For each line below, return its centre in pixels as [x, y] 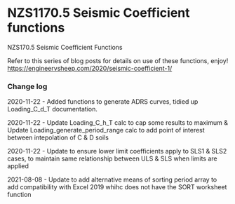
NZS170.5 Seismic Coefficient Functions [65, 47]
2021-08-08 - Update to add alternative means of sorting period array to [112, 179]
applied [18, 166]
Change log [27, 86]
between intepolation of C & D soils [58, 137]
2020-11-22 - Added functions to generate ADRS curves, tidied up [103, 102]
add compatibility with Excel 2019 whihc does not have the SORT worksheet [117, 187]
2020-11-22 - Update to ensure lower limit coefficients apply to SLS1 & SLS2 [117, 151]
